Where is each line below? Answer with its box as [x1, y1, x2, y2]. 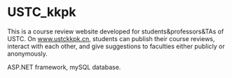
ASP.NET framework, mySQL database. [7, 63, 121, 71]
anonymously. [7, 49, 48, 58]
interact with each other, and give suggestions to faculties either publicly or [7, 42, 226, 50]
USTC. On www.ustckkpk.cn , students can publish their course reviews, [7, 34, 215, 42]
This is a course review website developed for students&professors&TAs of [7, 27, 224, 36]
